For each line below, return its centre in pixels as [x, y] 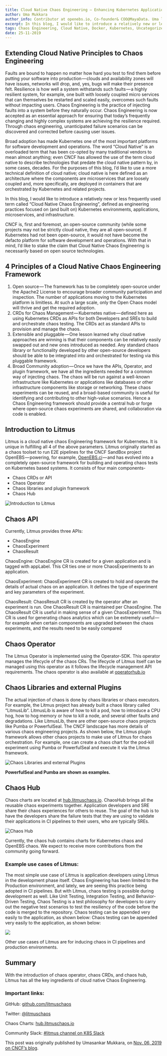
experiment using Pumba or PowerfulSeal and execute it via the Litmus [78, 747]
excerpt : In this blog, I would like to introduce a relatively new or [81, 24]
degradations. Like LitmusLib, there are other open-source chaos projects [81, 721]
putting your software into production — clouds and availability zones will [80, 78]
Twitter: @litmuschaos [28, 1014]
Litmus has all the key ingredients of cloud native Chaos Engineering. [76, 980]
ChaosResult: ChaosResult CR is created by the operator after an [71, 602]
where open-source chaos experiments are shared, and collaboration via [87, 408]
